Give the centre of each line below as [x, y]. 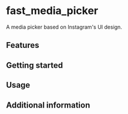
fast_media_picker [52, 11]
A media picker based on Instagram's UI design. [64, 27]
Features [23, 45]
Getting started [35, 65]
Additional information [48, 105]
